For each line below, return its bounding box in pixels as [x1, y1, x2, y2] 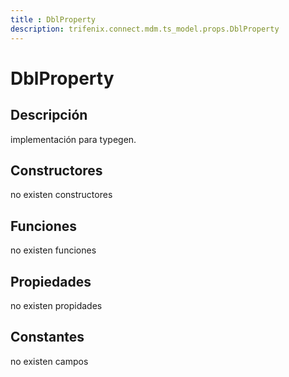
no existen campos [10, 355, 89, 367]
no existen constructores [10, 189, 113, 201]
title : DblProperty [10, 14, 97, 25]
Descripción [10, 107, 88, 124]
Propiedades [10, 273, 92, 290]
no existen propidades [10, 299, 103, 311]
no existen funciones [10, 244, 97, 256]
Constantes [10, 329, 85, 346]
